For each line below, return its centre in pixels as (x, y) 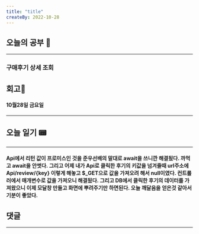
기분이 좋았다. (22, 195)
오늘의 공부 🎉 (29, 42)
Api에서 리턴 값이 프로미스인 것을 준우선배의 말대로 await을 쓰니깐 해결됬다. (93, 158)
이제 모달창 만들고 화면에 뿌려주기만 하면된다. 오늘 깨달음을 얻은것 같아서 (109, 188)
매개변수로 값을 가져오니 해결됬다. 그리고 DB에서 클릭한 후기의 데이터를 (102, 181)
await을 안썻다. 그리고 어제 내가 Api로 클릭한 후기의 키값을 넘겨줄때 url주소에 (100, 166)
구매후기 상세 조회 (30, 68)
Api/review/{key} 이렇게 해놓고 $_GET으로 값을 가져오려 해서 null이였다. (91, 173)
